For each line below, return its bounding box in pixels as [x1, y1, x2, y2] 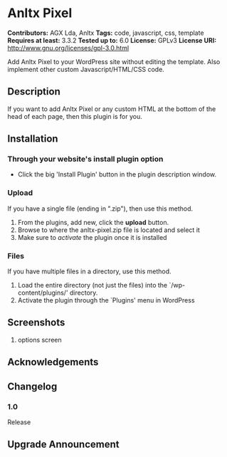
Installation [7, 133, 58, 145]
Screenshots [7, 317, 65, 329]
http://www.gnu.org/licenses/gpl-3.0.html [7, 43, 130, 52]
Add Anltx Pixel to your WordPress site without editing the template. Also [7, 57, 221, 65]
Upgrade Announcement [7, 438, 120, 451]
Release [7, 418, 31, 426]
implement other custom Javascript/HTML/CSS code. [7, 65, 165, 73]
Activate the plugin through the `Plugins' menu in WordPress [17, 296, 195, 305]
